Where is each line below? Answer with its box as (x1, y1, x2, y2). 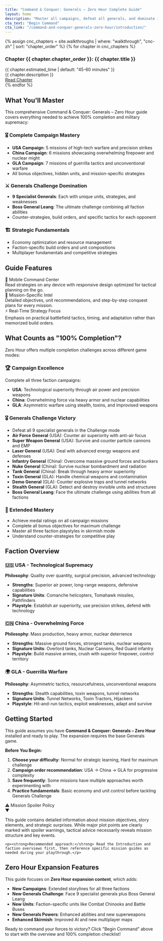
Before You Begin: (5, 747, 42, 753)
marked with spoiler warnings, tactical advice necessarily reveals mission (5, 827, 152, 833)
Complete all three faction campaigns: (5, 377, 81, 383)
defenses (12, 453, 31, 459)
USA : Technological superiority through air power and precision (12, 387, 140, 393)
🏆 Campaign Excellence (5, 364, 64, 371)
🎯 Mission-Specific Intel (5, 292, 53, 298)
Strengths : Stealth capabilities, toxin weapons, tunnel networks (12, 690, 139, 696)
